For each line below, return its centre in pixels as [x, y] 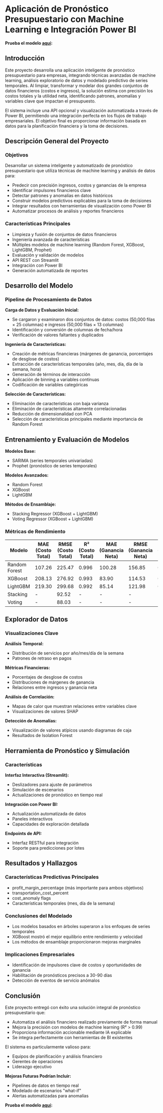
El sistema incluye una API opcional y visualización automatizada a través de [81, 110]
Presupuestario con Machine [65, 19]
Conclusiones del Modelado [39, 916]
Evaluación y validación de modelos [48, 255]
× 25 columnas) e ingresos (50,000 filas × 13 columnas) [68, 325]
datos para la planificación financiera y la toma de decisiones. [67, 126]
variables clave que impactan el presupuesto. [50, 101]
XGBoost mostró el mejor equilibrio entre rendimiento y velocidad [77, 937]
